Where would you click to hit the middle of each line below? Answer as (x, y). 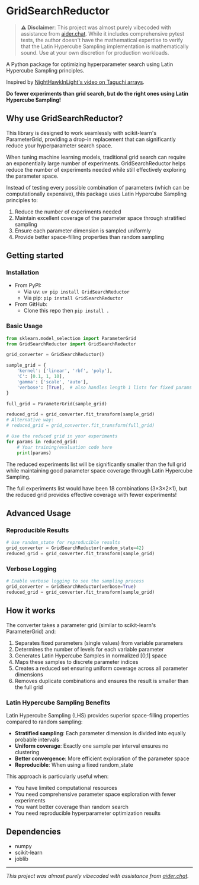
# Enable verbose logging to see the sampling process (75, 581)
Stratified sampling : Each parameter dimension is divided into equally (100, 733)
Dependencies (33, 832)
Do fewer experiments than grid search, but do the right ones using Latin (97, 93)
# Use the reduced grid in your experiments (62, 436)
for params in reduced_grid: (42, 442)
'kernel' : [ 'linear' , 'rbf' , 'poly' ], (65, 371)
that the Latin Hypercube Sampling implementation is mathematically (105, 46)
